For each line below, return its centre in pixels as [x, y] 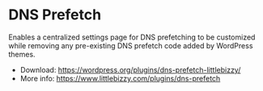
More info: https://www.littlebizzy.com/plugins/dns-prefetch [120, 78]
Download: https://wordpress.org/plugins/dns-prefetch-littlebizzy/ [130, 69]
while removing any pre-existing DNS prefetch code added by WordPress [131, 45]
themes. [22, 54]
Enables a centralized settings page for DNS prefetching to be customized [132, 37]
